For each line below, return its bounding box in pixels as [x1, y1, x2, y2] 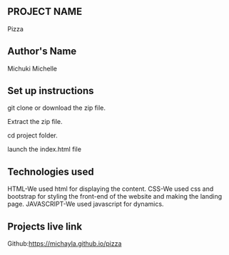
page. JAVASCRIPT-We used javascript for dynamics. [7, 199, 164, 209]
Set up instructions [7, 85, 94, 97]
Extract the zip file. [7, 118, 63, 126]
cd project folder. [7, 131, 58, 140]
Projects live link [7, 220, 83, 232]
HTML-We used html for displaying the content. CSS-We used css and [7, 184, 214, 193]
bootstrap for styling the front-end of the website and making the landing [7, 192, 223, 201]
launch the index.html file [7, 145, 82, 154]
